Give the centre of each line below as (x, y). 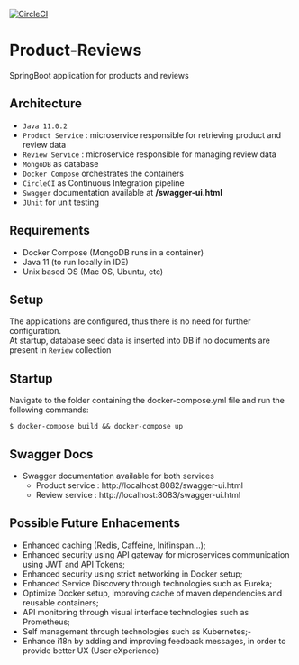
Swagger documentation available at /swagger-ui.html (122, 192)
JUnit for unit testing (61, 202)
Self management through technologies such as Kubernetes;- (137, 631)
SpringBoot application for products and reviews (99, 75)
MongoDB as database (60, 163)
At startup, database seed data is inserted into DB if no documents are (140, 341)
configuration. (35, 331)
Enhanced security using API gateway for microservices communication (156, 554)
